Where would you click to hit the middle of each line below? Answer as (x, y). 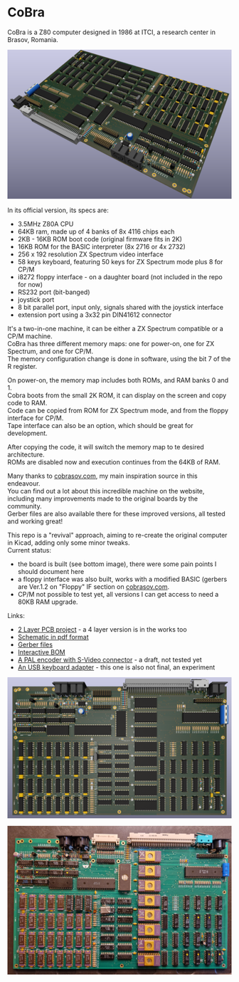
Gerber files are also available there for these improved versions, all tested (116, 513)
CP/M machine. (30, 336)
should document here (51, 571)
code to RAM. (27, 402)
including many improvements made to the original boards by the (102, 498)
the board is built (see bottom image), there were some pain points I (117, 564)
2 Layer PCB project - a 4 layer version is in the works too (102, 629)
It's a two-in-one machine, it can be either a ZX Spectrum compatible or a (116, 328)
